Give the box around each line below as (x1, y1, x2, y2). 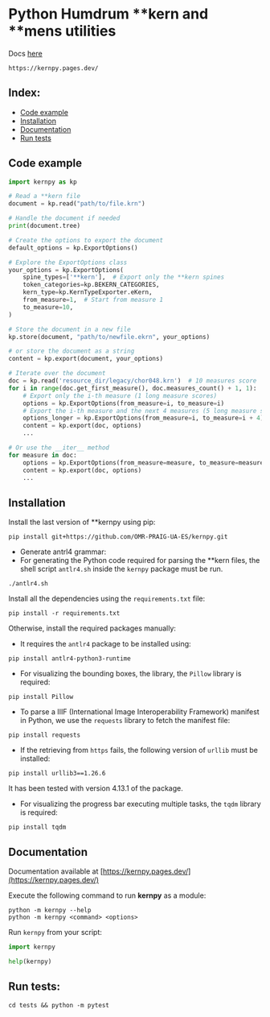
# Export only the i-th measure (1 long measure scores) (22, 391, 218, 399)
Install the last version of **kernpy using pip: (8, 517, 156, 527)
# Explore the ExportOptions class (8, 258, 128, 267)
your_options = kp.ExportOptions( (8, 266, 125, 274)
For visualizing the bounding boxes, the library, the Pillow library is (19, 669, 242, 679)
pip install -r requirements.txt (8, 610, 121, 618)
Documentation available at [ (8, 866, 104, 876)
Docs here (8, 48, 43, 58)
